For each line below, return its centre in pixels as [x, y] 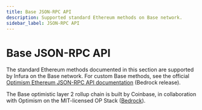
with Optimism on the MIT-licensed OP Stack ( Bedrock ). [76, 101]
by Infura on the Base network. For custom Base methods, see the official [98, 76]
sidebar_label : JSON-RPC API [43, 23]
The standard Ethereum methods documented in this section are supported [100, 70]
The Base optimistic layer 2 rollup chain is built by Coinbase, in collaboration [101, 94]
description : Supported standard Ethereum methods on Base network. [94, 18]
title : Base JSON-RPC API [39, 12]
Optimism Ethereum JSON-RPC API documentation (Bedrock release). [94, 83]
